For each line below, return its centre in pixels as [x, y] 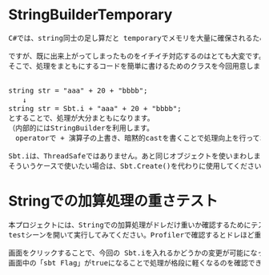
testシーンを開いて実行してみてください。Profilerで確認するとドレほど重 [135, 235]
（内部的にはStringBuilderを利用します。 [81, 128]
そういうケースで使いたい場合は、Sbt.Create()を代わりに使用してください [135, 166]
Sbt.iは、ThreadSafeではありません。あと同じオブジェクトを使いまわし [131, 156]
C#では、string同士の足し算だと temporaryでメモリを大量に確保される [130, 38]
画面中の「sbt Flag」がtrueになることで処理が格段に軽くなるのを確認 [128, 263]
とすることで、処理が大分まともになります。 [81, 118]
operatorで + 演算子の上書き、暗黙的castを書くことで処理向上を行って [137, 138]
